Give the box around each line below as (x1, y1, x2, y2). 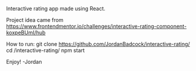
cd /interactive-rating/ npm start (6, 47, 85, 54)
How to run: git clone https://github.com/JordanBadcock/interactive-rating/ (6, 41, 190, 47)
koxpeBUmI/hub (6, 29, 46, 36)
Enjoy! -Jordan (6, 59, 42, 65)
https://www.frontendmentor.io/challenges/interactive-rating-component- (6, 23, 187, 30)
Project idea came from (6, 17, 64, 23)
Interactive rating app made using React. (6, 5, 106, 12)
